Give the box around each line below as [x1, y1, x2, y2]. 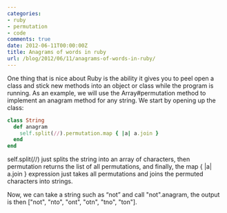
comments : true [7, 36, 51, 43]
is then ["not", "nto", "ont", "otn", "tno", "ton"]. [7, 198, 137, 206]
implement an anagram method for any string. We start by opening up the [7, 96, 216, 104]
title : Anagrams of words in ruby [7, 49, 107, 56]
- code [7, 29, 26, 37]
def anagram [13, 123, 48, 130]
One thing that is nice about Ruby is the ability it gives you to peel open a [7, 74, 215, 82]
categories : [7, 10, 41, 17]
